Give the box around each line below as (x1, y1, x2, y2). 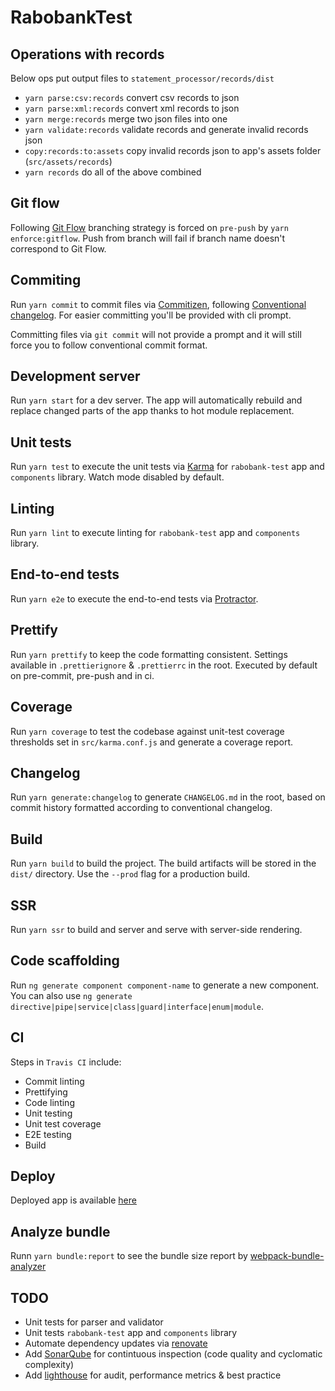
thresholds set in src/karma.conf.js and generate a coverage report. (10, 736, 293, 748)
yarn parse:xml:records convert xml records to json (24, 102, 240, 114)
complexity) (24, 1359, 75, 1370)
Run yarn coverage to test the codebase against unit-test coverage (10, 725, 285, 737)
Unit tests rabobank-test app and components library (24, 1327, 238, 1338)
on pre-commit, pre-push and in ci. (10, 669, 155, 681)
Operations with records (10, 46, 165, 63)
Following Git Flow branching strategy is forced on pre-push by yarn (10, 221, 289, 233)
